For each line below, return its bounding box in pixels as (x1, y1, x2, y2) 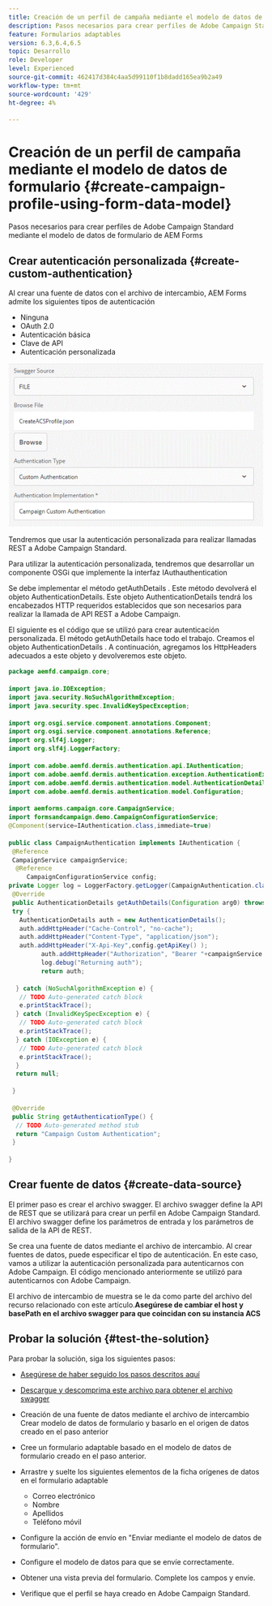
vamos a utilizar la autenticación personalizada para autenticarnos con (8, 1258, 244, 1268)
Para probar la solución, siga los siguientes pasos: (8, 1354, 176, 1363)
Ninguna (19, 312, 49, 322)
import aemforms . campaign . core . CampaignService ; (8, 804, 176, 813)
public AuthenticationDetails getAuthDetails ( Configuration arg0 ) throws (11, 898, 266, 906)
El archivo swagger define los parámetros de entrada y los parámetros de (8, 1216, 254, 1226)
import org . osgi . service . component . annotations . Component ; (8, 719, 212, 727)
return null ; (15, 1070, 60, 1079)
